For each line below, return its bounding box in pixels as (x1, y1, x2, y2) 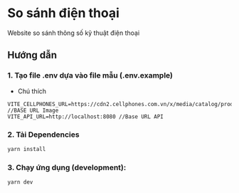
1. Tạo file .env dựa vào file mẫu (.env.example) (7, 71, 173, 80)
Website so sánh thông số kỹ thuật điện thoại (7, 28, 140, 37)
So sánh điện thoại (7, 5, 119, 21)
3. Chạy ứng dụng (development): (7, 162, 127, 172)
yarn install (7, 145, 46, 152)
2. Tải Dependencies (7, 130, 80, 140)
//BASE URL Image (7, 107, 59, 114)
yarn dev (7, 179, 33, 186)
